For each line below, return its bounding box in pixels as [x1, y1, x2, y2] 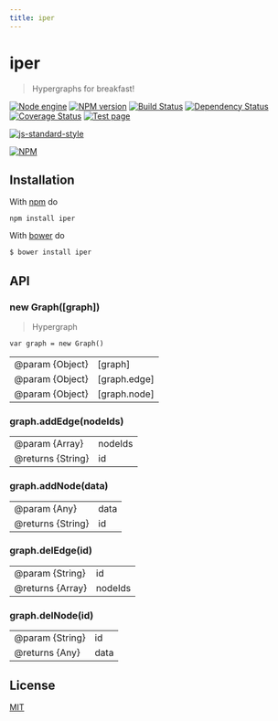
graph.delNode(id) [9, 609, 94, 621]
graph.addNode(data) [9, 480, 109, 493]
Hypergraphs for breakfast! [31, 83, 135, 94]
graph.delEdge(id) [9, 545, 93, 557]
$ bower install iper [9, 248, 92, 257]
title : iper [9, 13, 55, 23]
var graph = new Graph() [9, 339, 104, 348]
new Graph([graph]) [9, 301, 101, 313]
